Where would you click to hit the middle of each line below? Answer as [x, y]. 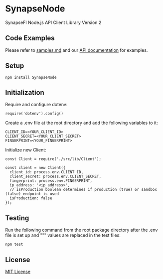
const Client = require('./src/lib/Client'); [53, 159]
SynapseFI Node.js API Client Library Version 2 [53, 22]
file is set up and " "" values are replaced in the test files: [63, 235]
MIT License [18, 272]
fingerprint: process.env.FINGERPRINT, [51, 181]
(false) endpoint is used [32, 194]
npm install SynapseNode [31, 77]
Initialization [25, 92]
